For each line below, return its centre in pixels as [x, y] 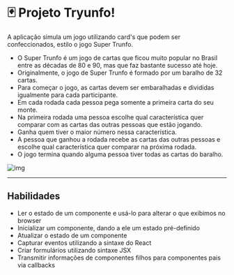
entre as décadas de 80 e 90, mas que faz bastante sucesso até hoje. [117, 65]
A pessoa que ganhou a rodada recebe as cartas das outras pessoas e [119, 139]
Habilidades [34, 196]
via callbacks [36, 265]
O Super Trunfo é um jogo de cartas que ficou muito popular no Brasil [117, 58]
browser [29, 221]
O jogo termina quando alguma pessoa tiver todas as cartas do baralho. [120, 154]
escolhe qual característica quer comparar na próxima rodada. [107, 147]
